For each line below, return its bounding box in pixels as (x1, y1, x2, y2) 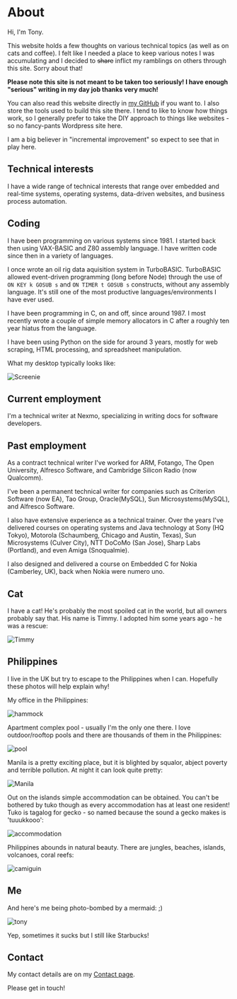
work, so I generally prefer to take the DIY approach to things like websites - (7, 114, 230, 122)
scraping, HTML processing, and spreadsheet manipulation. (7, 345, 182, 354)
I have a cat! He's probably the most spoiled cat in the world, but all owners (7, 606, 228, 615)
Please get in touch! (7, 984, 66, 993)
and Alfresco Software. (7, 502, 75, 511)
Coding (7, 217, 40, 230)
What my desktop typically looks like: (7, 359, 116, 367)
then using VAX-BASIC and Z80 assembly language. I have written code (7, 243, 217, 252)
